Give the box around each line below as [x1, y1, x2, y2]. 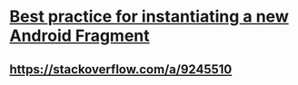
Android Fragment [9, 25, 150, 46]
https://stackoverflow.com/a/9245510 [9, 61, 233, 77]
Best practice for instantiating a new [9, 6, 289, 27]
